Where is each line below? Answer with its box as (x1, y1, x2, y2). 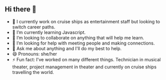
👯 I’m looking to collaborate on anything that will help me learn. (12, 34, 145, 41)
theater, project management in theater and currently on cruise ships (12, 64, 157, 70)
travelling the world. (12, 69, 54, 75)
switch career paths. (12, 24, 56, 30)
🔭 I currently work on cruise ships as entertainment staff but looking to (12, 18, 160, 24)
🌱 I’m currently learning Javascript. (12, 29, 86, 35)
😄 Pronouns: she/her (12, 51, 57, 57)
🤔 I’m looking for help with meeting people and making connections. (12, 40, 155, 46)
